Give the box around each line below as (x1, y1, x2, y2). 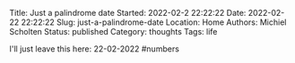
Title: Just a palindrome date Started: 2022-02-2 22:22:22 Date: (9, 8, 247, 18)
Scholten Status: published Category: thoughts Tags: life (9, 27, 218, 36)
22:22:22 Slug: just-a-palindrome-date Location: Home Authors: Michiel (21, 17, 287, 28)
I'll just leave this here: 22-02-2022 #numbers (9, 43, 179, 54)
